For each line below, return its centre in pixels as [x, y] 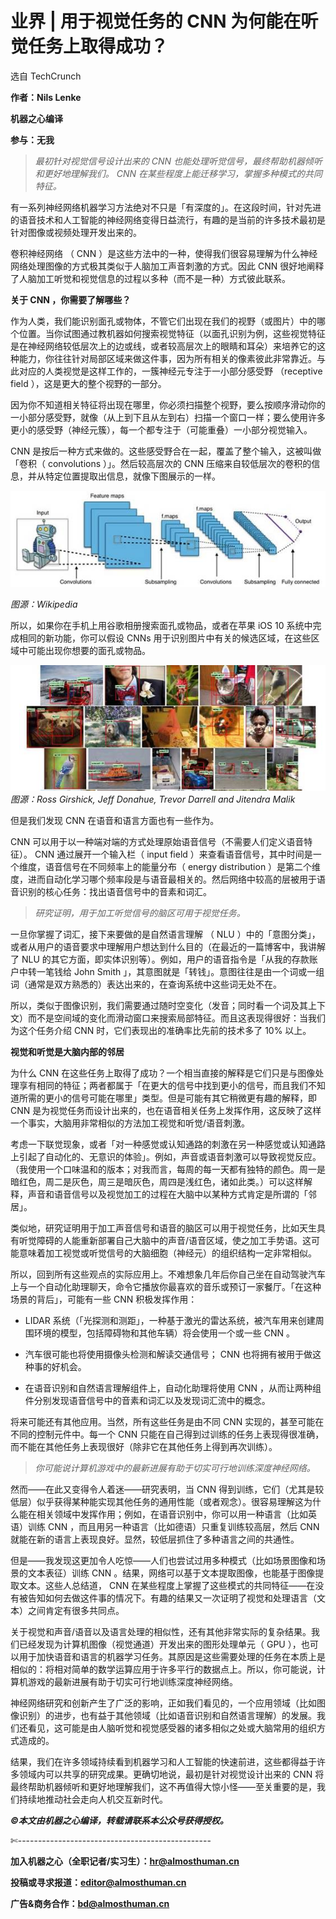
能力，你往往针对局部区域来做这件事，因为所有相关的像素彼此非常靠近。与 [172, 358]
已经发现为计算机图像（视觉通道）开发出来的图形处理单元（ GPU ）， [160, 1644]
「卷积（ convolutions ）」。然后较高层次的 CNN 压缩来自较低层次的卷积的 [161, 463]
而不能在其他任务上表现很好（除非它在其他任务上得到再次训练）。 [144, 1447]
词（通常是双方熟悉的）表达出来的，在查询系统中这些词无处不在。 [146, 984]
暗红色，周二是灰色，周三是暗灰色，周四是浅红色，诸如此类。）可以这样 [157, 1182]
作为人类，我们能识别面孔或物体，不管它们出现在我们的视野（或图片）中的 [163, 321]
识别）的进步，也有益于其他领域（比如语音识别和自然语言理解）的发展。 [167, 1716]
